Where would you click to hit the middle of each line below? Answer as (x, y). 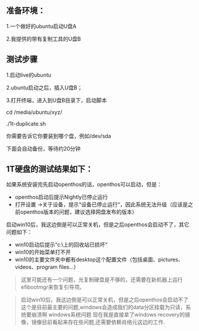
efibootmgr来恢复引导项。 (53, 287)
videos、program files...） (47, 267)
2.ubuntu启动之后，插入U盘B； (44, 88)
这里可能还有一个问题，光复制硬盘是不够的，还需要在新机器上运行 (102, 280)
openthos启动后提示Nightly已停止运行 (61, 197)
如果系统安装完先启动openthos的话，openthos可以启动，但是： (84, 185)
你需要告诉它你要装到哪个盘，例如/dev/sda (59, 136)
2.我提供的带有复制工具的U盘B (44, 39)
